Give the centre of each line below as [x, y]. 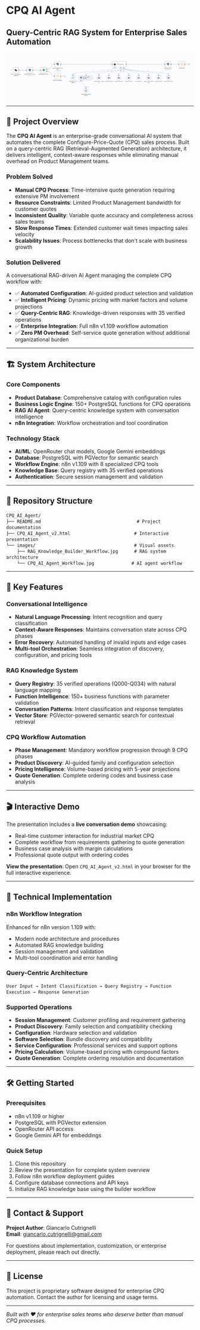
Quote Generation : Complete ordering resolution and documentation [99, 1058]
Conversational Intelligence [47, 604]
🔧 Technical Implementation [59, 897]
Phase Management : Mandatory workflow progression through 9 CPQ [101, 750]
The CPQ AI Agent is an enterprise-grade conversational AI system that [94, 136]
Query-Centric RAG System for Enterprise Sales [97, 33]
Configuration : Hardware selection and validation [76, 1033]
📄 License [25, 1277]
